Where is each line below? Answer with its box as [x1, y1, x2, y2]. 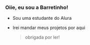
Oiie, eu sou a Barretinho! [5, 4, 68, 11]
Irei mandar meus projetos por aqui [12, 25, 85, 31]
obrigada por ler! [25, 34, 60, 41]
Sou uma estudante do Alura [12, 15, 72, 21]
